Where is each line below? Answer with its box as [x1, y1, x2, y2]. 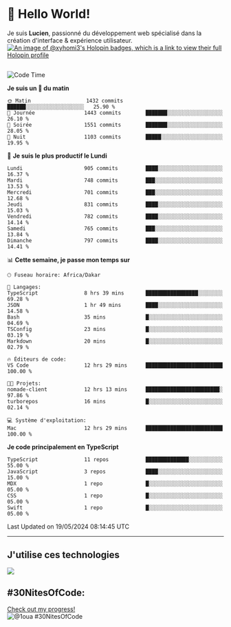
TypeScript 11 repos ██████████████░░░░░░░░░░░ [7, 456, 223, 463]
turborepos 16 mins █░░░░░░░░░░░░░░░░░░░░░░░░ [7, 398, 223, 405]
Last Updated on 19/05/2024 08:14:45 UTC [7, 522, 129, 531]
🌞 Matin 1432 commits [7, 98, 124, 105]
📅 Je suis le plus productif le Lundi [7, 151, 108, 160]
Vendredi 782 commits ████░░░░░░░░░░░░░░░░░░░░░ [7, 213, 223, 220]
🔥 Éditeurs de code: [7, 356, 67, 363]
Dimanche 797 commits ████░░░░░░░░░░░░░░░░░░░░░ [7, 237, 223, 244]
